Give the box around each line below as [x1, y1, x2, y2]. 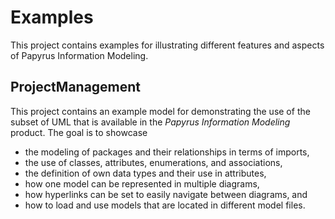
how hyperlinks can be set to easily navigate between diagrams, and [24, 188, 308, 200]
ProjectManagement [10, 79, 142, 96]
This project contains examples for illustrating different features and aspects [10, 39, 325, 51]
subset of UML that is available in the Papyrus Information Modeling [10, 116, 291, 128]
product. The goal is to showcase [10, 126, 148, 138]
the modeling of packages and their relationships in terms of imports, [24, 146, 310, 158]
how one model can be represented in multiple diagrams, [24, 177, 260, 190]
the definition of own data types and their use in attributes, [24, 167, 267, 179]
